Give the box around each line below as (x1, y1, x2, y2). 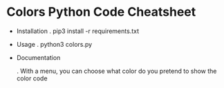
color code (16, 74, 48, 82)
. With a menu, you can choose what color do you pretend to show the (16, 67, 217, 75)
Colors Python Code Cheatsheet (6, 4, 196, 20)
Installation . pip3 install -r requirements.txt (16, 27, 140, 35)
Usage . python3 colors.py (16, 40, 93, 48)
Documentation (16, 53, 61, 62)
